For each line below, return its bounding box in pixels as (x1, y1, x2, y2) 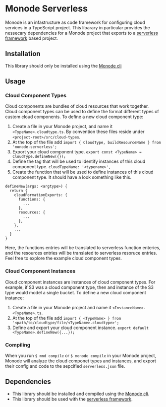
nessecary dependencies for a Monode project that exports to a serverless (5, 30, 159, 36)
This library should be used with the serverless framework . (12, 396, 133, 402)
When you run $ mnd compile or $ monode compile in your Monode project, (5, 353, 157, 359)
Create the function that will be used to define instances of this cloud (12, 169, 154, 175)
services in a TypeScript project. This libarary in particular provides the (5, 24, 150, 30)
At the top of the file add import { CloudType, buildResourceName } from (12, 139, 161, 145)
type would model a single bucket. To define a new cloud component (5, 289, 146, 295)
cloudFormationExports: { (14, 193, 68, 198)
